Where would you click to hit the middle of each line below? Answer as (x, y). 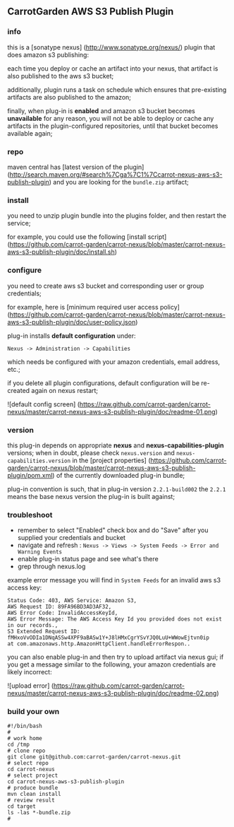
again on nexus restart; (65, 390)
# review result (31, 800)
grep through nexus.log (51, 567)
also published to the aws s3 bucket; (61, 76)
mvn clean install (34, 794)
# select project (33, 776)
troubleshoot (30, 515)
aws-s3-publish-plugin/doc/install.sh (61, 252)
